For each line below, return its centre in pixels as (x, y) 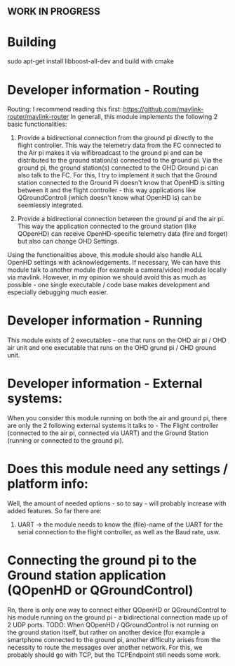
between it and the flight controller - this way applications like (107, 190)
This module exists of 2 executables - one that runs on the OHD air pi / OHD (117, 340)
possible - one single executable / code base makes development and (109, 285)
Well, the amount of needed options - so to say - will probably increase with (117, 503)
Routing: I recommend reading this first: (65, 109)
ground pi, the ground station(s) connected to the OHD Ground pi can (118, 168)
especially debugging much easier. (58, 292)
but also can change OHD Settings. (68, 241)
